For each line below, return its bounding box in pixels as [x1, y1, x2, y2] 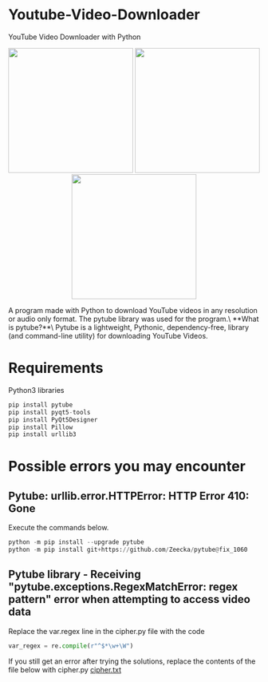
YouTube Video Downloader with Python [8, 32, 141, 42]
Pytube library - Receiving [8, 568, 141, 581]
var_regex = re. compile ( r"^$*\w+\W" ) [8, 641, 134, 650]
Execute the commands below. [8, 523, 109, 533]
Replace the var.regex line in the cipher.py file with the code [8, 626, 205, 636]
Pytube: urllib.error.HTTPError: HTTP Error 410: [8, 489, 250, 502]
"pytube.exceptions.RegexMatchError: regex [8, 581, 238, 594]
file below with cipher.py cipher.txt [8, 664, 122, 674]
